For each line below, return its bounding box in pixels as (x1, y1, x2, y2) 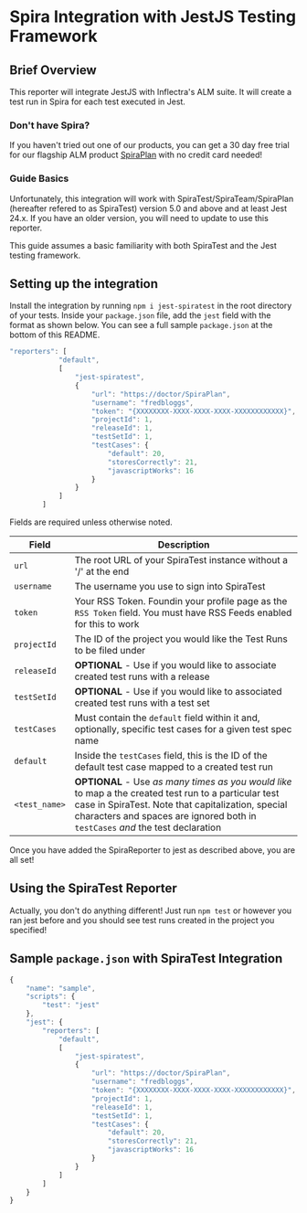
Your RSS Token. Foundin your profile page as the (74, 595, 288, 608)
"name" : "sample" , (26, 984, 96, 993)
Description (157, 538, 210, 551)
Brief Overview (9, 62, 98, 78)
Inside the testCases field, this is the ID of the (74, 750, 268, 762)
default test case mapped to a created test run (74, 761, 274, 773)
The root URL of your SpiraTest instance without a (74, 554, 289, 567)
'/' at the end (74, 565, 130, 578)
